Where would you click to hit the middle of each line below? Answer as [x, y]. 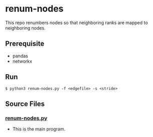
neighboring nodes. [26, 28]
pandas [20, 56]
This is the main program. [39, 129]
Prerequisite [25, 44]
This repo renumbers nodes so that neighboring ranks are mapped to [76, 23]
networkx [22, 61]
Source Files [25, 104]
